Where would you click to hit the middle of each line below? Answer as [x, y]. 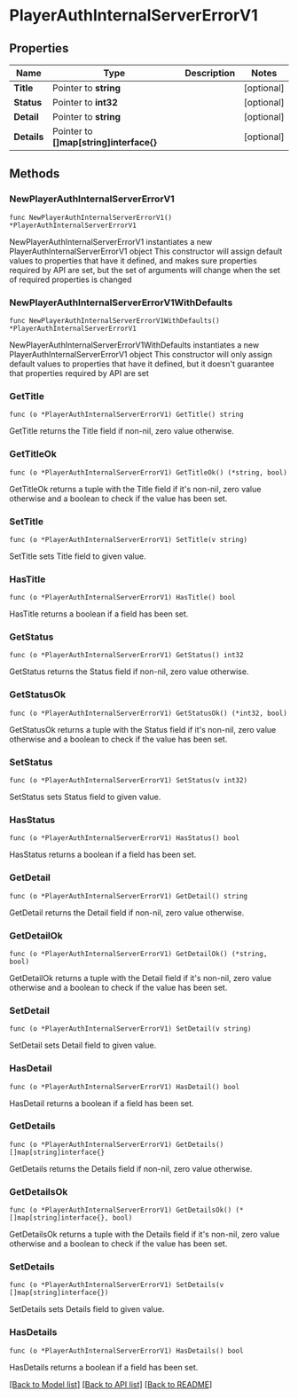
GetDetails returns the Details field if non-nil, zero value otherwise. [131, 1168]
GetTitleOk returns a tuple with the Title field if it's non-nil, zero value [135, 489]
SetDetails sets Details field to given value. [87, 1309]
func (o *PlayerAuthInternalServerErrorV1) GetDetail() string [129, 896]
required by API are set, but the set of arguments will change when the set [145, 270]
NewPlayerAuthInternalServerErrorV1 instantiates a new [111, 241]
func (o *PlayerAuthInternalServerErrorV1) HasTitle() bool [123, 598]
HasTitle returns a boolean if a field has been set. [99, 614]
